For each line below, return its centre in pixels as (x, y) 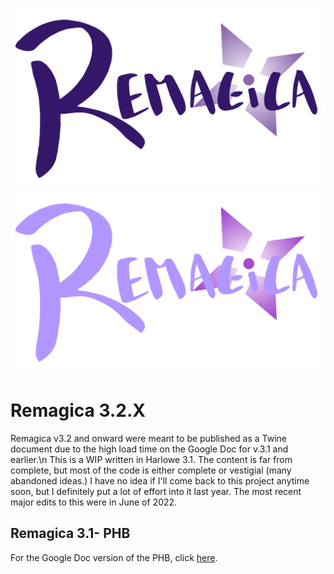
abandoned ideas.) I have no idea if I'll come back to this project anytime (160, 480)
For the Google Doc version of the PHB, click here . (114, 557)
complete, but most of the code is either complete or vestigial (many (151, 470)
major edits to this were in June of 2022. (94, 502)
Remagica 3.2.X (78, 410)
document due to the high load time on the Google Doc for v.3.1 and (149, 449)
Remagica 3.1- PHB (70, 533)
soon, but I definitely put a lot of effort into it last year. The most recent (156, 491)
